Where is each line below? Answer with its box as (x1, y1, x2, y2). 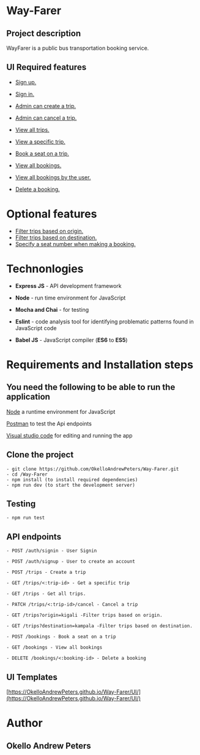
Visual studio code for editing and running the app (6, 432, 133, 439)
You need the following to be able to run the (6, 382, 176, 393)
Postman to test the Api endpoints (6, 420, 92, 427)
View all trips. (15, 126, 50, 133)
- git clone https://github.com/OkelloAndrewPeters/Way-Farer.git (6, 466, 179, 472)
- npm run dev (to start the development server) (6, 482, 136, 488)
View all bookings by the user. (15, 173, 91, 181)
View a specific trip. (15, 137, 65, 145)
